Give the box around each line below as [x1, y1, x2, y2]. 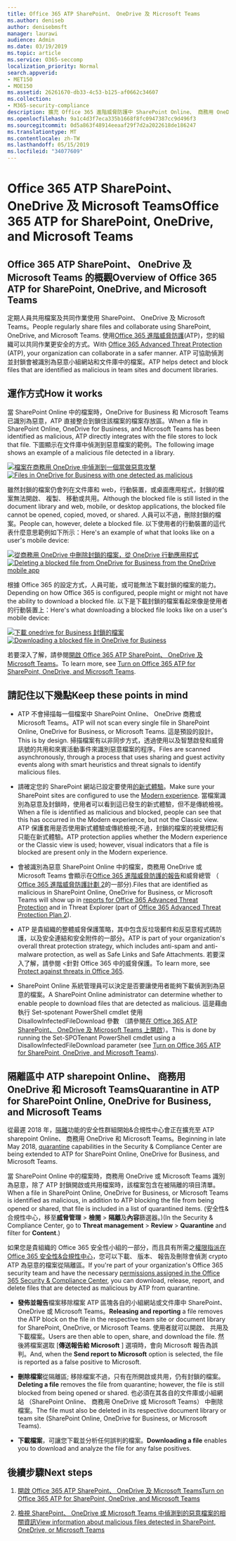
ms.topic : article [7, 50, 61, 57]
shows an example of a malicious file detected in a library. [7, 448, 176, 457]
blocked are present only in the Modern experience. [17, 847, 168, 857]
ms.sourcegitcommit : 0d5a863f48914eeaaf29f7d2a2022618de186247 [7, 121, 197, 129]
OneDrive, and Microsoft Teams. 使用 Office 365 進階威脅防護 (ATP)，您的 [7, 331, 219, 339]
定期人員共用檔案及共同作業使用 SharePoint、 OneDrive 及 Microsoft [7, 314, 205, 321]
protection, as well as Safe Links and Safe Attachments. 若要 [44, 950, 219, 959]
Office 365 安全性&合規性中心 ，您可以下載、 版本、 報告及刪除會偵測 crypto [7, 1252, 228, 1260]
